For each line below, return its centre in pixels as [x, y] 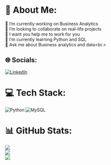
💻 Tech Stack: [36, 93]
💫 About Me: [31, 10]
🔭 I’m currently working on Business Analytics [52, 24]
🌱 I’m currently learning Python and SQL [46, 39]
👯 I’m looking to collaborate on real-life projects [53, 29]
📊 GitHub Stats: [39, 131]
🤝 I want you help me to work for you [42, 34]
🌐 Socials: [21, 60]
